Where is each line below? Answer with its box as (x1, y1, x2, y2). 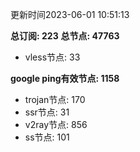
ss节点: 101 (24, 131, 70, 143)
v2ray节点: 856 (24, 119, 88, 130)
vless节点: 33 (24, 51, 81, 63)
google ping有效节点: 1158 (10, 73, 120, 84)
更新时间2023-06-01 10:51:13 (10, 9, 130, 20)
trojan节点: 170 (24, 94, 86, 105)
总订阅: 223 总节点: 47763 (10, 30, 120, 42)
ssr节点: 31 (24, 106, 70, 118)
